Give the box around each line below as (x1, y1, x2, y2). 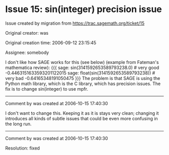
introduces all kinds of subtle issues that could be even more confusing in (5, 115, 158, 121)
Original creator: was (5, 30, 49, 36)
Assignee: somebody (5, 49, 49, 55)
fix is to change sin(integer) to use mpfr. (5, 86, 89, 92)
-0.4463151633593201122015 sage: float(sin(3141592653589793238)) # (5, 69, 155, 76)
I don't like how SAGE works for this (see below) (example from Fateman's (5, 59, 159, 65)
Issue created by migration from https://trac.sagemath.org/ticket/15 (5, 20, 145, 26)
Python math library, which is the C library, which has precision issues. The (5, 81, 161, 87)
